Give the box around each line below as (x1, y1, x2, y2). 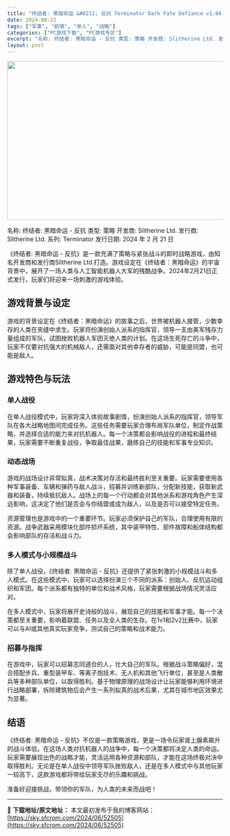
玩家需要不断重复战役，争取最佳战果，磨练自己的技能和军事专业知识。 (18, 438, 217, 446)
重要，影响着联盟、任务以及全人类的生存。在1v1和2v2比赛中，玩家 (30, 616, 218, 625)
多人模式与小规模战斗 (7, 550, 77, 559)
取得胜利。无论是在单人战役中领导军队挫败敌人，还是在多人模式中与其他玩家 (7, 762, 223, 770)
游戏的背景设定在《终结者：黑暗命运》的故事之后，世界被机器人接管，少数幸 (7, 316, 223, 325)
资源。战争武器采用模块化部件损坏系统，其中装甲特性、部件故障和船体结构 (7, 522, 217, 531)
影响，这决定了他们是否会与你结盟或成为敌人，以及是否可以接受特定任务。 (12, 499, 223, 508)
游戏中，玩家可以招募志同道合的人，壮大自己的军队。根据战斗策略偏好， (12, 660, 217, 669)
